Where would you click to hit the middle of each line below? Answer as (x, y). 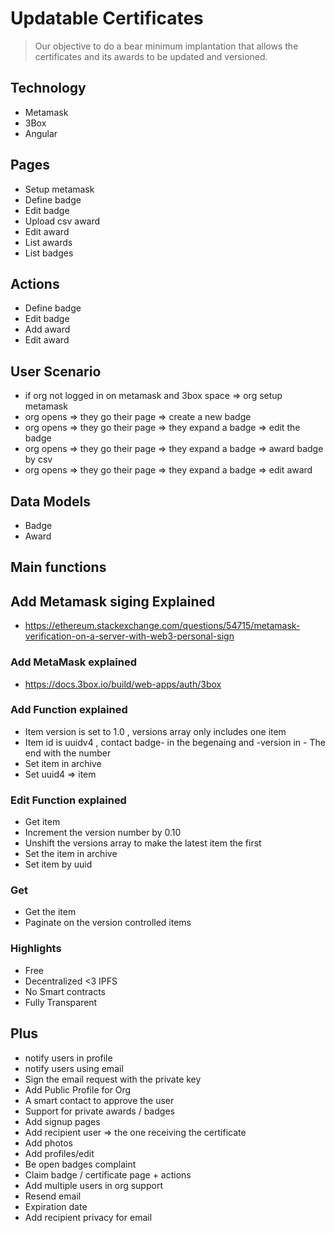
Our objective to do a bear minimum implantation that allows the (166, 46)
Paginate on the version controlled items (108, 923)
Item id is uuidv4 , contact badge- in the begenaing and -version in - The (175, 742)
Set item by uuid (58, 864)
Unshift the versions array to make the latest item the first (143, 843)
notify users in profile (68, 1058)
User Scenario (56, 371)
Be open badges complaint (80, 1164)
